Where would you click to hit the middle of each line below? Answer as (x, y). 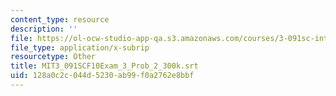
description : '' (44, 29)
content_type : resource (60, 19)
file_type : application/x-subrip (80, 47)
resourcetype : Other (53, 57)
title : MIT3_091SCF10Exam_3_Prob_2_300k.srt (104, 66)
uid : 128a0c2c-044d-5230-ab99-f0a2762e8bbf (102, 76)
